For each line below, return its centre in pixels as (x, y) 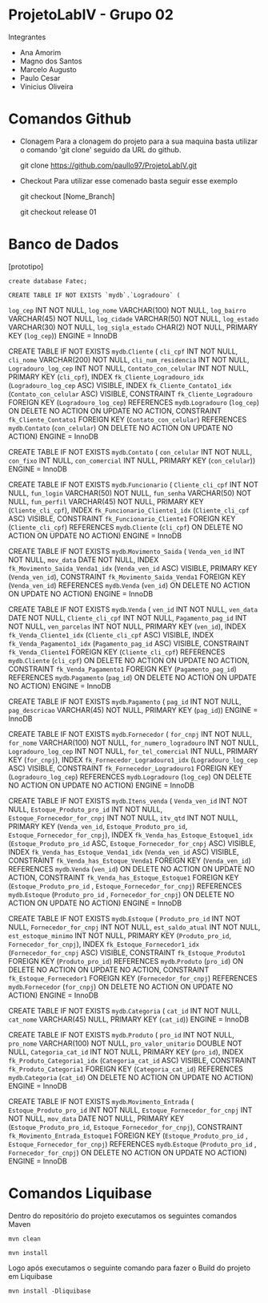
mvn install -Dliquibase (50, 1291)
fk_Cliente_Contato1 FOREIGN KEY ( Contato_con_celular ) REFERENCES (128, 419)
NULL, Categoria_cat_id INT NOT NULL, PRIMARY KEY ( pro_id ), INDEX (126, 1051)
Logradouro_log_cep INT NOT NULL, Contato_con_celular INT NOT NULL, (129, 368)
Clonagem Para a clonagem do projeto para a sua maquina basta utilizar (139, 141)
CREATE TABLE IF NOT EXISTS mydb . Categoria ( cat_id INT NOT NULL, (125, 1010)
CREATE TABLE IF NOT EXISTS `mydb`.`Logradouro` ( (94, 295)
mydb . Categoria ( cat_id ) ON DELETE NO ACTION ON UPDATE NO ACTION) (131, 1077)
